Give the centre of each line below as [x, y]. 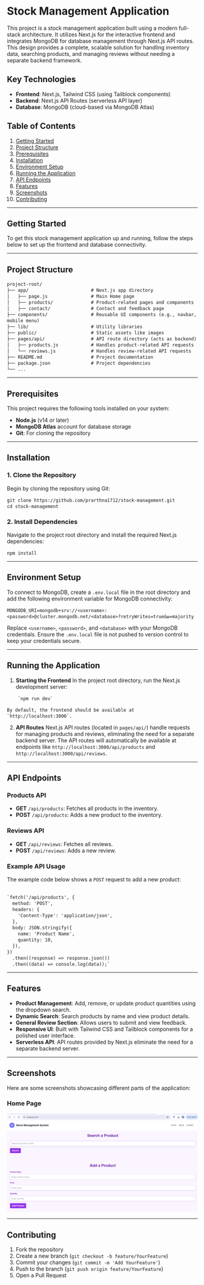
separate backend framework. [44, 60]
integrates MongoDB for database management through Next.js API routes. [100, 41]
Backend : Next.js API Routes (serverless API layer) [79, 100]
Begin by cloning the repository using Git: [59, 488]
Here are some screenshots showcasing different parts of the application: [99, 1088]
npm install [22, 553]
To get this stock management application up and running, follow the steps [100, 238]
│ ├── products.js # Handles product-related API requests [100, 345]
